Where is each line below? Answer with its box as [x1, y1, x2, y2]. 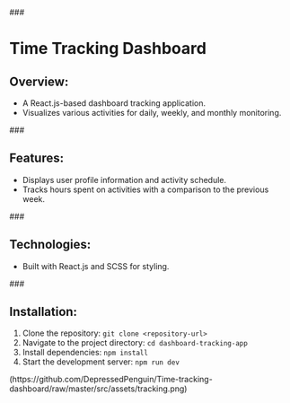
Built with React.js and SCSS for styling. [22, 260, 170, 271]
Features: [9, 151, 65, 166]
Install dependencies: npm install [22, 347, 148, 358]
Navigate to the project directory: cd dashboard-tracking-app [22, 337, 249, 348]
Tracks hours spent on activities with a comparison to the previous [22, 184, 269, 195]
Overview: [9, 74, 69, 89]
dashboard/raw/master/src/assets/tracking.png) [9, 383, 188, 394]
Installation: [9, 304, 78, 320]
